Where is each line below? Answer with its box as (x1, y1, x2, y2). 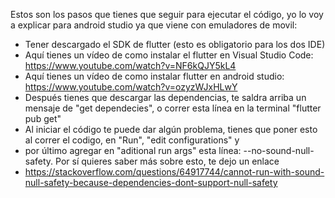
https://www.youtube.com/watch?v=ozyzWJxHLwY (24, 81, 238, 93)
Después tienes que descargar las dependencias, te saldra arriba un (24, 92, 307, 103)
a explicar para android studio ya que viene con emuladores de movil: (10, 19, 298, 31)
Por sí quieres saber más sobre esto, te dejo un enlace (55, 155, 280, 167)
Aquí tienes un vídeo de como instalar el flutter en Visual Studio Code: (24, 49, 314, 61)
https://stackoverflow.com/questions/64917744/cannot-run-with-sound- (24, 166, 325, 178)
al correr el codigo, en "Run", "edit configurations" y (24, 134, 240, 146)
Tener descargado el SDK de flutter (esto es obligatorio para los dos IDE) (24, 39, 326, 50)
